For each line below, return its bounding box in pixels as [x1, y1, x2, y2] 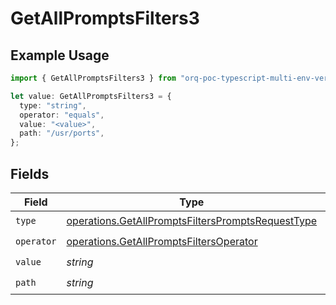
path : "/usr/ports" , [19, 128, 105, 139]
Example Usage [10, 47, 110, 64]
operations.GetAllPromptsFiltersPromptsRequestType [66, 214, 318, 228]
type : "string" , [19, 100, 87, 111]
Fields [10, 165, 50, 182]
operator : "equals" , [19, 110, 105, 120]
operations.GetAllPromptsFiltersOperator [66, 235, 258, 249]
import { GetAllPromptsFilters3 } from [10, 73, 177, 83]
